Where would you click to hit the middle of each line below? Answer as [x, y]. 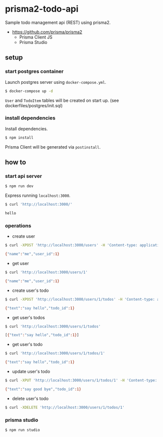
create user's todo [30, 290]
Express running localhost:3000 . [38, 195]
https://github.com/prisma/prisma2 [47, 32]
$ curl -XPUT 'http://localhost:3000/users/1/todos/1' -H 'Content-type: [81, 380]
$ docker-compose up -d [29, 91]
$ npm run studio [23, 430]
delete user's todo [30, 399]
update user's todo [31, 372]
